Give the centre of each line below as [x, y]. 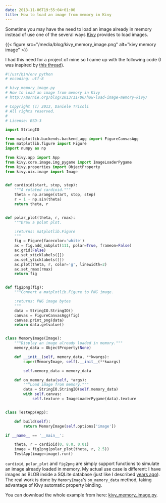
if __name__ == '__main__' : [35, 435]
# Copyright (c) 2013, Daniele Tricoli [47, 106]
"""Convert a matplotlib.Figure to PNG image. [64, 292]
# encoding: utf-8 [24, 79]
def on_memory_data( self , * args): [50, 380]
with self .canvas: [43, 394]
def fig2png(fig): [24, 287]
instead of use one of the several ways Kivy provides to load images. [77, 34]
